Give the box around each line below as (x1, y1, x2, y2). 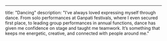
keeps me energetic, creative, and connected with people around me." (5, 30, 150, 36)
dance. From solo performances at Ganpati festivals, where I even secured (5, 15, 158, 20)
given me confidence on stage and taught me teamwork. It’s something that (5, 25, 160, 31)
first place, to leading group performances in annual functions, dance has (5, 20, 156, 26)
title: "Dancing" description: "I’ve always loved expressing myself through (5, 10, 156, 15)
